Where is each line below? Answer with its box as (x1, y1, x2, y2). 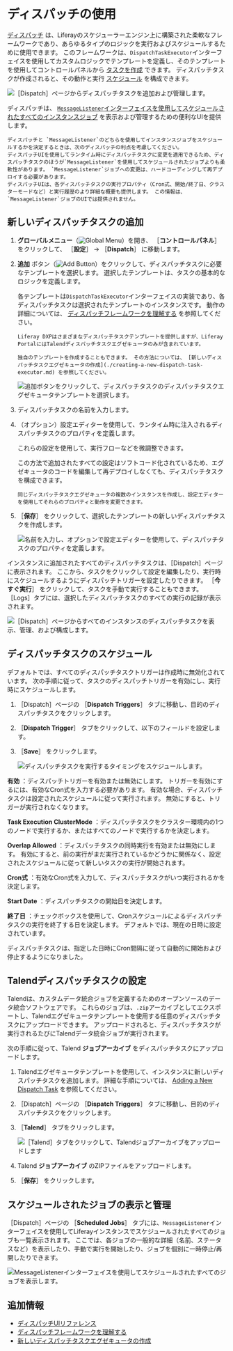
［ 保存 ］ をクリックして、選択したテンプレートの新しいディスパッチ (17, 511, 214, 520)
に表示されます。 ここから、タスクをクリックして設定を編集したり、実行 (7, 567, 216, 575)
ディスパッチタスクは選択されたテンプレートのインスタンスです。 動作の (17, 300, 225, 309)
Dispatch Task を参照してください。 (17, 1085, 120, 1093)
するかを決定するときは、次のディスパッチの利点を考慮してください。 (12, 143, 183, 150)
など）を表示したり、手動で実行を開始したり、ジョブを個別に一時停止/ (13, 1244, 216, 1254)
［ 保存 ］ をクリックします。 (17, 1176, 99, 1185)
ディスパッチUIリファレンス (17, 1319, 97, 1327)
